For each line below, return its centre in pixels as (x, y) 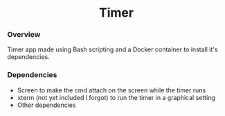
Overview (24, 35)
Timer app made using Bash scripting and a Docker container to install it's (112, 49)
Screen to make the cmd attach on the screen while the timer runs (111, 90)
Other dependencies (46, 105)
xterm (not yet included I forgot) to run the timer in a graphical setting (116, 97)
